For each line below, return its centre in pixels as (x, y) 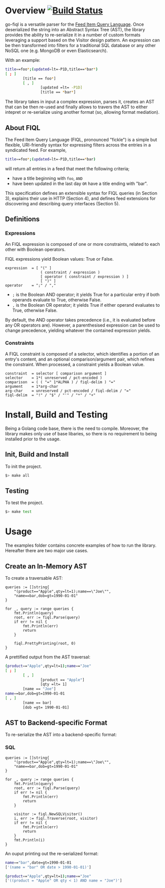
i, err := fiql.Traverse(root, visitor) (56, 818)
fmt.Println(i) (30, 840)
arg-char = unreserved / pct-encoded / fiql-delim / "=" (68, 391)
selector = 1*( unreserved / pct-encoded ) (54, 378)
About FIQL (23, 128)
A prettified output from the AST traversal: (48, 657)
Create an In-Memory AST (46, 566)
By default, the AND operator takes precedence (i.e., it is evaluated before (80, 320)
